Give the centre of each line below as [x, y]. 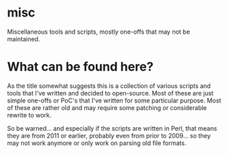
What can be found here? [80, 67]
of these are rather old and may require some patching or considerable [107, 107]
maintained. [24, 38]
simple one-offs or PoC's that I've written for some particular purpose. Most [114, 100]
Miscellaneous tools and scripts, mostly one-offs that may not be [99, 32]
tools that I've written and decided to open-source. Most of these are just [110, 93]
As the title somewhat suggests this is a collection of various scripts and [109, 86]
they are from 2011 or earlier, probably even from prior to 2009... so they [109, 135]
